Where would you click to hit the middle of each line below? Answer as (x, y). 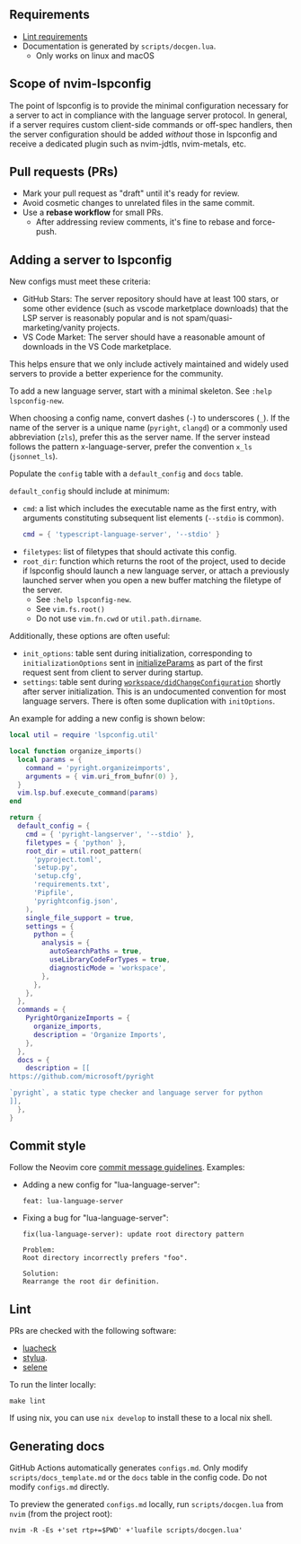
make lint (28, 1401)
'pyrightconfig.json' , (75, 901)
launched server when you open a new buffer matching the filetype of (152, 581)
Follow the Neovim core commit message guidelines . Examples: (127, 1167)
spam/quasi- (209, 318)
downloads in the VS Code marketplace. (97, 347)
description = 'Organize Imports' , (100, 1034)
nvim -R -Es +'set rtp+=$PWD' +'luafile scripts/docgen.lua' (126, 1531)
